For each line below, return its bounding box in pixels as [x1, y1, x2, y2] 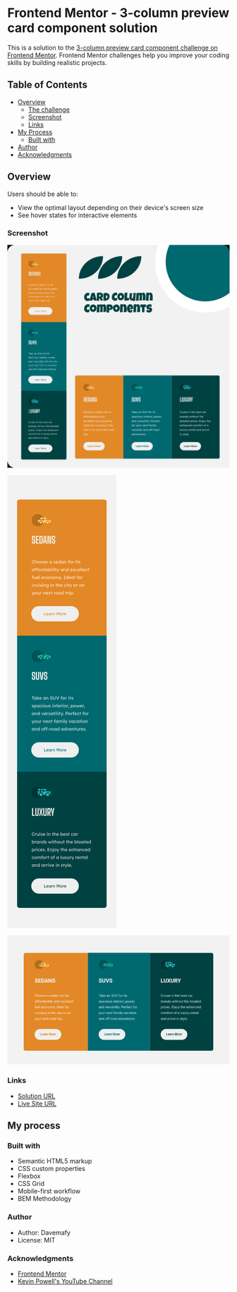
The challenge [28, 105, 71, 114]
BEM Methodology [17, 1194, 72, 1203]
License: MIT [17, 1235, 56, 1244]
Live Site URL [17, 1099, 57, 1107]
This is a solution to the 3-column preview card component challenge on [7, 43, 219, 52]
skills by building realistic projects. [7, 58, 107, 66]
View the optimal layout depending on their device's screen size [17, 203, 204, 211]
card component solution [7, 20, 158, 36]
